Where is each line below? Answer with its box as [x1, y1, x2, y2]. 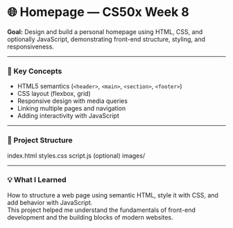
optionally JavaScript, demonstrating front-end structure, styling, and [7, 35, 206, 43]
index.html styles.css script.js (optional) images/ [7, 151, 146, 160]
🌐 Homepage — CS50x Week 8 [7, 4, 189, 20]
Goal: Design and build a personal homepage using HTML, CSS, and [7, 27, 203, 35]
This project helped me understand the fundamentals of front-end [7, 206, 196, 214]
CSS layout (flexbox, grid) [17, 90, 92, 98]
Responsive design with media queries [17, 97, 128, 105]
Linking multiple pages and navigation [17, 104, 126, 113]
